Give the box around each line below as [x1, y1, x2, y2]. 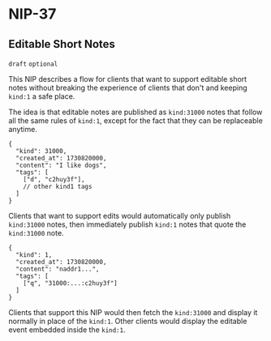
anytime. [8, 125, 38, 134]
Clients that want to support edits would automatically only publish [8, 211, 231, 220]
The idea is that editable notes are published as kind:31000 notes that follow [8, 107, 263, 117]
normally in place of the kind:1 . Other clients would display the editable [8, 317, 247, 326]
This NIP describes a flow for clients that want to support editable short [8, 75, 247, 83]
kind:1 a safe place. [8, 92, 75, 101]
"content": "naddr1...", [15, 265, 100, 273]
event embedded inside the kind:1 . [8, 325, 126, 335]
